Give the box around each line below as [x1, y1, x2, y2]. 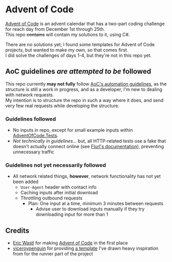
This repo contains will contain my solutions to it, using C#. [5, 31, 130, 37]
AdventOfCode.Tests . [12, 132, 59, 139]
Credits [5, 226, 30, 235]
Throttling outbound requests [20, 195, 83, 201]
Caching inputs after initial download [20, 190, 98, 196]
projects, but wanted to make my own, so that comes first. [5, 47, 128, 53]
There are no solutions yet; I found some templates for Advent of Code [5, 41, 155, 47]
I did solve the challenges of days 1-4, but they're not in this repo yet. [5, 52, 152, 58]
